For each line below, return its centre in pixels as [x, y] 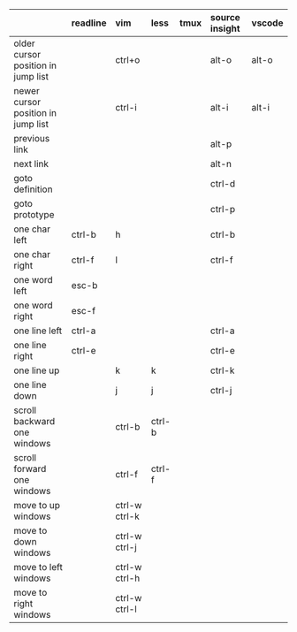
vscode [267, 23]
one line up [37, 370]
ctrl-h [127, 578]
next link [31, 164]
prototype [34, 214]
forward [30, 469]
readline [89, 23]
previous [32, 138]
